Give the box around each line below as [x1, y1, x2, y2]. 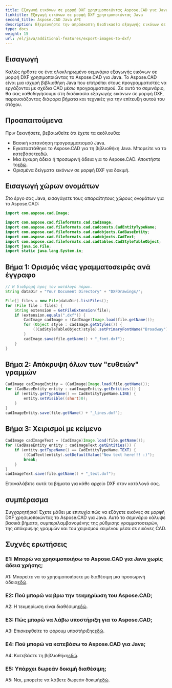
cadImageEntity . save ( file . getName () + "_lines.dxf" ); [5, 410, 123, 415]
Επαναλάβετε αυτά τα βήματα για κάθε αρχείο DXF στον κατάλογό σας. [5, 481, 160, 487]
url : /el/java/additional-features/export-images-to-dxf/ [5, 36, 132, 41]
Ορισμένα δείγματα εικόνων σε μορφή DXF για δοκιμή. [12, 167, 130, 173]
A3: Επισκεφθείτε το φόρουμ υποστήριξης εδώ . [5, 628, 105, 634]
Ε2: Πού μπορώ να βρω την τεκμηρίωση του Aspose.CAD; [5, 592, 153, 599]
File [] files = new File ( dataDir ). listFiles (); [5, 298, 109, 303]
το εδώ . [12, 161, 28, 168]
